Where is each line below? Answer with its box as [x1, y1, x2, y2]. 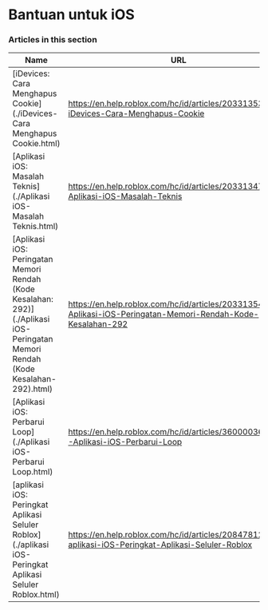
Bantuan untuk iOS [8, 6, 136, 24]
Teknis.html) [12, 221, 59, 232]
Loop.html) [12, 466, 53, 477]
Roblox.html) [12, 589, 60, 600]
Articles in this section [8, 34, 97, 46]
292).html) [12, 383, 53, 394]
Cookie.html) [12, 138, 61, 149]
